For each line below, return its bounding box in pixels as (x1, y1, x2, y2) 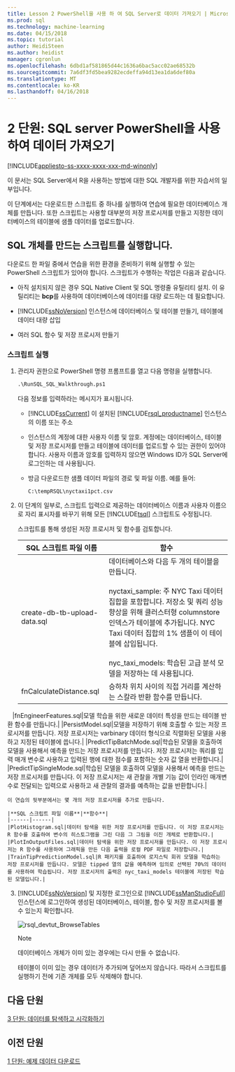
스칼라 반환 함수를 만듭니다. (117, 692, 202, 702)
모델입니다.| (15, 876, 46, 883)
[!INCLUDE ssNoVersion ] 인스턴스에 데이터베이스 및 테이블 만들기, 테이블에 (17, 306, 224, 315)
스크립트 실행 (7, 349, 49, 359)
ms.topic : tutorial (7, 36, 64, 43)
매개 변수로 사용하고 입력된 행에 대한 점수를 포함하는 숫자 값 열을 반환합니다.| (14, 755, 224, 763)
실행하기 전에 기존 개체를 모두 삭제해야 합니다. (17, 972, 143, 980)
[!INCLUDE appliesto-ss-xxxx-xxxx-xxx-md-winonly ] (7, 162, 158, 170)
